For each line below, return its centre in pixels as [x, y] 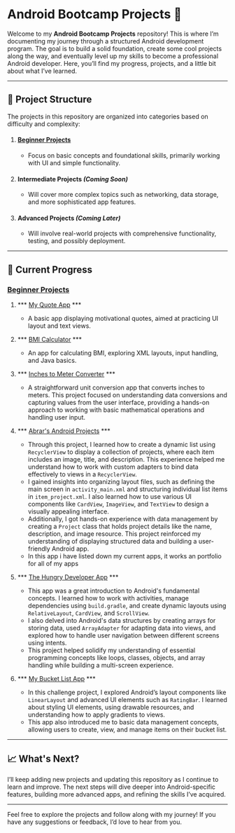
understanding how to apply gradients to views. [97, 715]
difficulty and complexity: [44, 124]
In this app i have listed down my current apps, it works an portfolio [124, 556]
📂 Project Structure [50, 100]
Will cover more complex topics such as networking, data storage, [123, 195]
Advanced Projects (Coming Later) [69, 218]
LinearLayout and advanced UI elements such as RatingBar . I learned [127, 700]
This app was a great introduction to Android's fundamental [114, 591]
